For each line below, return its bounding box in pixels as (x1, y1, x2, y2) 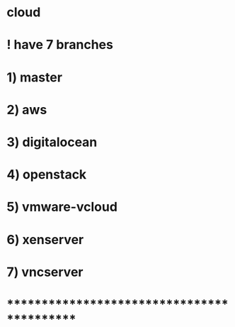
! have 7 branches (6, 37, 114, 53)
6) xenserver (6, 231, 84, 248)
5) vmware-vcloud (6, 199, 118, 215)
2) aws (6, 101, 47, 118)
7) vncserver (6, 264, 84, 280)
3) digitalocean (6, 134, 98, 150)
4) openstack (6, 167, 87, 183)
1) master (6, 69, 63, 85)
